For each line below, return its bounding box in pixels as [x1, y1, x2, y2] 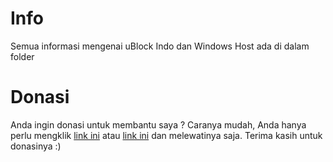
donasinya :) [10, 140, 62, 152]
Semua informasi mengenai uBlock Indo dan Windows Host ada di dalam [10, 40, 310, 52]
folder [10, 50, 35, 62]
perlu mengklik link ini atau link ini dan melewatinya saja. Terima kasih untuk [10, 129, 323, 141]
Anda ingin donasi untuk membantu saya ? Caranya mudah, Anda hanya [10, 118, 307, 131]
